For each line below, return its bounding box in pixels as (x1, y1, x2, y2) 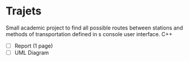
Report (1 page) (14, 42, 53, 49)
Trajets (5, 4, 42, 18)
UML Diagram (14, 49, 50, 56)
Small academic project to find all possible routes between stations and (5, 24, 184, 31)
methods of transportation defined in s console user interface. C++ (5, 30, 173, 37)
